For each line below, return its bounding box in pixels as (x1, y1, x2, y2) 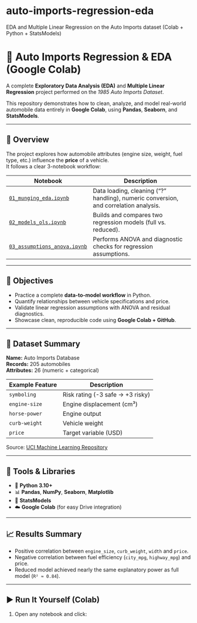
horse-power (9, 411, 43, 417)
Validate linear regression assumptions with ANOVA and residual (14, 304, 171, 311)
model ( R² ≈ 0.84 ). (14, 572, 60, 579)
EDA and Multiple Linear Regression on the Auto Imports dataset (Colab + (6, 23, 184, 31)
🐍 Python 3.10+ (14, 482, 53, 489)
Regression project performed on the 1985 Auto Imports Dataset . (6, 88, 164, 95)
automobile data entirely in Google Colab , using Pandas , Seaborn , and (6, 106, 178, 113)
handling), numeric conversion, (93, 194, 179, 202)
